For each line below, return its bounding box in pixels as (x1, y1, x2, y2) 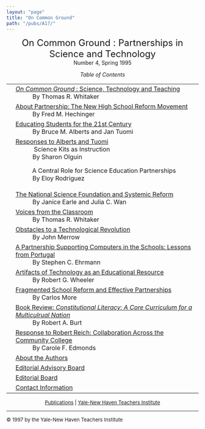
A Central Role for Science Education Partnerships (32, 166, 176, 175)
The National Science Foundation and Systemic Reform (15, 190, 174, 199)
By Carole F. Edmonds (32, 343, 96, 352)
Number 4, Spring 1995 (73, 59, 132, 67)
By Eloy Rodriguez (32, 174, 85, 183)
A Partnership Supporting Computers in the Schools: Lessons (15, 243, 191, 251)
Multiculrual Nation (15, 311, 71, 320)
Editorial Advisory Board (15, 364, 85, 372)
